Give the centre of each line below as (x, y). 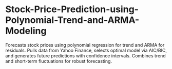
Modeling (26, 31)
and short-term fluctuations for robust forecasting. (59, 61)
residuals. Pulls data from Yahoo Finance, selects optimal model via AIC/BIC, (86, 50)
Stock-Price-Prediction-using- (72, 9)
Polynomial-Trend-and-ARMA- (72, 20)
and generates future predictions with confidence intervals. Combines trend (85, 56)
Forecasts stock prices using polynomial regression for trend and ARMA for (85, 45)
